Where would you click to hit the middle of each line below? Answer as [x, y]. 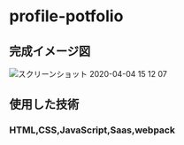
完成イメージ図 [50, 51]
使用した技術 [44, 105]
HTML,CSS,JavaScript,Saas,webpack [92, 130]
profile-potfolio [66, 16]
